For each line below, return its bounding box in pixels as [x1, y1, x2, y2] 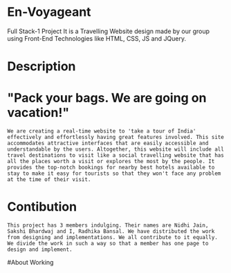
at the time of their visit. [7, 176, 91, 183]
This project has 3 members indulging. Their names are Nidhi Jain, [7, 222, 209, 229]
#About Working [7, 258, 54, 266]
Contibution [7, 199, 77, 215]
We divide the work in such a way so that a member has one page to [7, 240, 209, 247]
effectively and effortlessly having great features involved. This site [7, 134, 225, 141]
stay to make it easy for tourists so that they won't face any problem [7, 170, 221, 177]
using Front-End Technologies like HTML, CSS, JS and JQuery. [7, 34, 187, 42]
